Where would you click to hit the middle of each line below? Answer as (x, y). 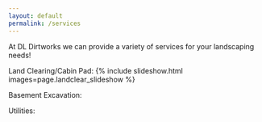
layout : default (35, 16)
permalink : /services (45, 23)
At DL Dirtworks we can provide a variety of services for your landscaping (131, 46)
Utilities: (22, 111)
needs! (20, 55)
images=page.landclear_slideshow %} (72, 79)
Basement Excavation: (45, 95)
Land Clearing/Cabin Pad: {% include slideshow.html (96, 70)
